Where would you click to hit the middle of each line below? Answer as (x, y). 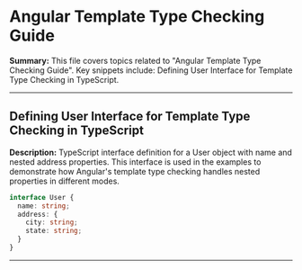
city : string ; (52, 222)
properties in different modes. (64, 181)
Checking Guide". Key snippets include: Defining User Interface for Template (151, 70)
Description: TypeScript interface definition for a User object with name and (151, 152)
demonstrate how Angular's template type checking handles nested (135, 171)
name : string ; (44, 206)
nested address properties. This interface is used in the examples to (135, 162)
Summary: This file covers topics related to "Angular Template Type (135, 60)
